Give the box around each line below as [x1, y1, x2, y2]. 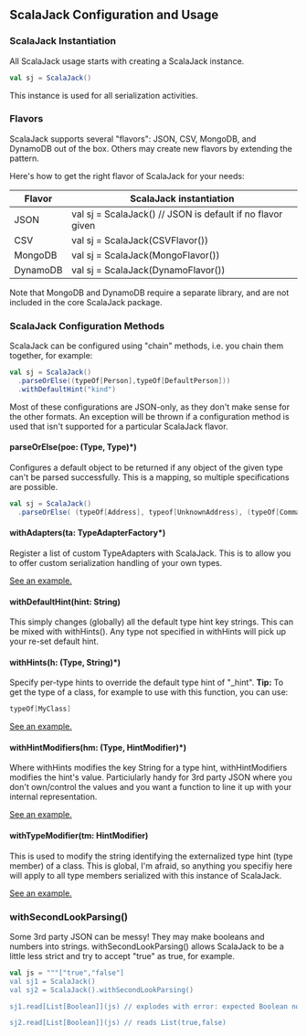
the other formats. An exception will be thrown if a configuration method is [9, 411, 290, 422]
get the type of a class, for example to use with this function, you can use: [9, 687, 289, 698]
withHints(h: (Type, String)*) [9, 657, 122, 668]
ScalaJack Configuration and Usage [9, 7, 219, 23]
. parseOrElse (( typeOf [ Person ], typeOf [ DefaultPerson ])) [17, 377, 231, 386]
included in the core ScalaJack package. [9, 296, 163, 307]
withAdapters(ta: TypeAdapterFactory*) [9, 528, 166, 539]
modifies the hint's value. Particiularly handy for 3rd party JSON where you [9, 772, 292, 783]
